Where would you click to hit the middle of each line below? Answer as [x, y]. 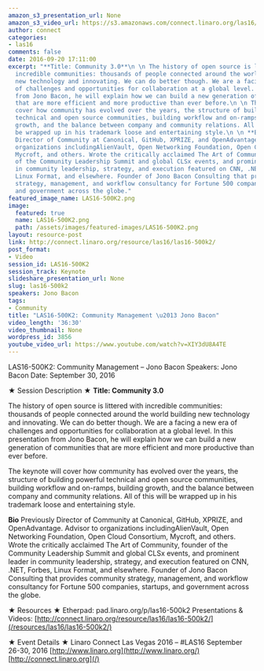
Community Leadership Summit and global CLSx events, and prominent [124, 553]
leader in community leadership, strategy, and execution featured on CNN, [128, 562]
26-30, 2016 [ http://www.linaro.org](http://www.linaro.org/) [104, 651]
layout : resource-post [45, 235]
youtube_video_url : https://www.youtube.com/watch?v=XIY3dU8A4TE [117, 345]
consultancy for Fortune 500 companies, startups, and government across [129, 586]
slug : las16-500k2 [38, 286]
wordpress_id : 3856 [40, 337]
